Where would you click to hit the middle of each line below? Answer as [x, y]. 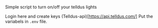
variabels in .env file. [26, 21]
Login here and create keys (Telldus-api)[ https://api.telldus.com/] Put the [79, 16]
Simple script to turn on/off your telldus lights [51, 7]
